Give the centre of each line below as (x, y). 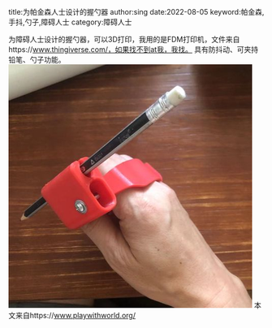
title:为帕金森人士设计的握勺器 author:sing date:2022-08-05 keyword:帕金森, (136, 12)
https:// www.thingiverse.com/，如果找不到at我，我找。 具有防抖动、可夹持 (134, 50)
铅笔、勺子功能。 (37, 60)
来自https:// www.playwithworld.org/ (76, 315)
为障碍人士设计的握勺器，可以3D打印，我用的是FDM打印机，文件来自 (124, 39)
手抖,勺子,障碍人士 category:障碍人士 (70, 22)
